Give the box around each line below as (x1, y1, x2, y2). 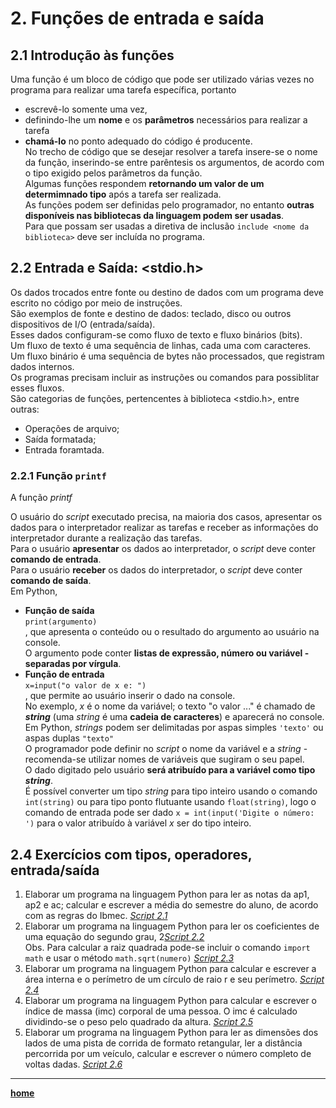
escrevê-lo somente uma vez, (24, 103, 148, 115)
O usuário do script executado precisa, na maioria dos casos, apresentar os (10, 511, 323, 523)
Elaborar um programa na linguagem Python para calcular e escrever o (24, 994, 318, 1006)
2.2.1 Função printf (10, 468, 107, 482)
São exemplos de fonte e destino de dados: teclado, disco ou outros (10, 307, 292, 319)
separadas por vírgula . (24, 658, 122, 670)
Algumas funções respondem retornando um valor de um (24, 178, 265, 189)
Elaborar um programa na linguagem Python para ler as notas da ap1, (24, 888, 310, 900)
